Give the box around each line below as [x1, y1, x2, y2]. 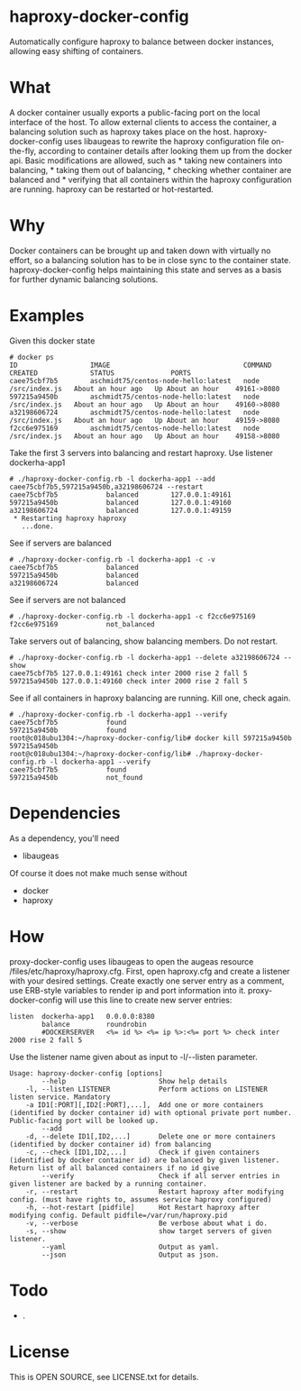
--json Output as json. [41, 1250, 220, 1259]
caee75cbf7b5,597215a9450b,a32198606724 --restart [9, 482, 204, 491]
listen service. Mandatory [9, 1093, 111, 1102]
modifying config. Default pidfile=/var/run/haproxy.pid [9, 1211, 228, 1220]
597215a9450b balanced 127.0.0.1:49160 [9, 498, 232, 507]
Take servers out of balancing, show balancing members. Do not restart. [9, 636, 278, 646]
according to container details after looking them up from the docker [38, 145, 293, 156]
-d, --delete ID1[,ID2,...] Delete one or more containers [25, 1131, 277, 1141]
